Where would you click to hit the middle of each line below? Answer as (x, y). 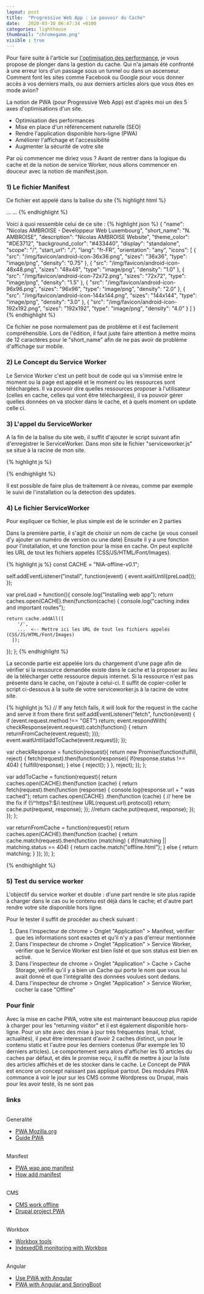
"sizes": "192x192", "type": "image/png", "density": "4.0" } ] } (119, 309)
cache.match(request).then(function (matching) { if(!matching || (86, 840)
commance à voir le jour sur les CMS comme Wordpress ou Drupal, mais (97, 1077)
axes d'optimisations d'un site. (44, 108)
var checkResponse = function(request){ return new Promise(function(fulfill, (102, 752)
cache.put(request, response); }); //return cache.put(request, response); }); (101, 809)
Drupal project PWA (40, 1211)
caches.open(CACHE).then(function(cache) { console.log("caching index (98, 601)
